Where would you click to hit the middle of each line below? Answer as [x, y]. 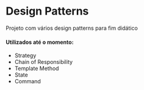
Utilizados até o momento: [40, 42]
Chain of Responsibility [44, 62]
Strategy [25, 55]
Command [27, 81]
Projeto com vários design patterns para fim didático [72, 28]
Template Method [37, 69]
